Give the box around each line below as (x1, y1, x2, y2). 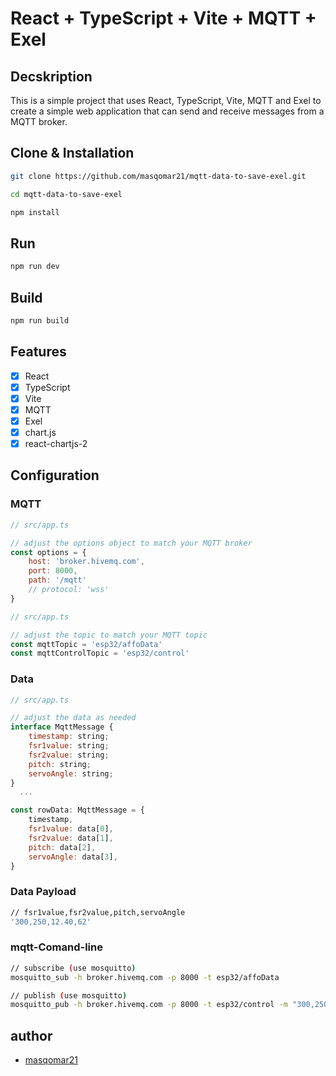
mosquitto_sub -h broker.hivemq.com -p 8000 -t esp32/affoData (10, 972, 280, 982)
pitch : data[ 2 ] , (28, 842, 97, 852)
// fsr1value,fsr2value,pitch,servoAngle (10, 907, 186, 917)
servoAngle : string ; (28, 768, 114, 779)
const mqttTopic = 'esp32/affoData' (10, 639, 163, 649)
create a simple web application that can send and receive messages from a (10, 105, 325, 117)
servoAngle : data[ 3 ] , (28, 852, 118, 862)
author (10, 1027, 53, 1044)
